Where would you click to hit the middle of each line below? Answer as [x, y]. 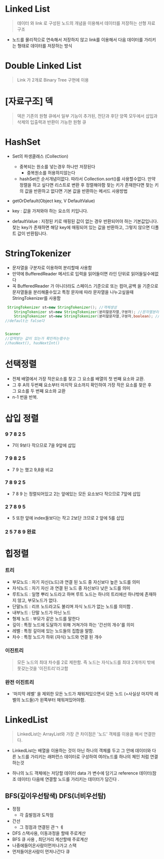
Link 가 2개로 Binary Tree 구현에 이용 [53, 80]
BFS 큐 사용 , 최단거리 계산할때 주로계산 [50, 839]
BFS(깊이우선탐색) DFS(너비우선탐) [56, 796]
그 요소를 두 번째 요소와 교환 [39, 391]
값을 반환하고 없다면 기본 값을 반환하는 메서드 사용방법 [76, 191]
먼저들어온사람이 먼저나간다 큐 [41, 851]
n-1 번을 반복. [25, 397]
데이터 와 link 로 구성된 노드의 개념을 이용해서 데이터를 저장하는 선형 [82, 23]
